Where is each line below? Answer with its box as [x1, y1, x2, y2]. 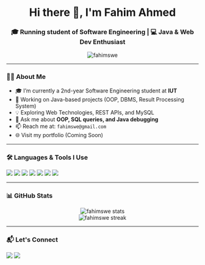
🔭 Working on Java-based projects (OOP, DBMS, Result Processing [15, 95, 185, 103]
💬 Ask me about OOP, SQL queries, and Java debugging [15, 116, 159, 123]
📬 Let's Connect [6, 236, 58, 244]
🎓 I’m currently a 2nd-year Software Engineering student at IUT [15, 87, 178, 94]
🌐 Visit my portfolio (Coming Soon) [15, 131, 104, 138]
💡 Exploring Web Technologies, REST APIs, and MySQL [15, 108, 154, 116]
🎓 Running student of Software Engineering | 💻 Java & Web [11, 28, 194, 36]
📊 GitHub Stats [6, 192, 53, 200]
